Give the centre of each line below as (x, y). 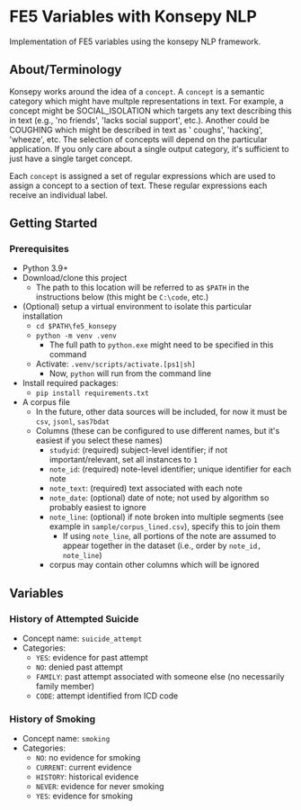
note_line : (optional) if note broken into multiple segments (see (167, 517)
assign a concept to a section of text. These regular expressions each (138, 185)
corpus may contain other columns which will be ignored (154, 565)
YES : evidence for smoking (84, 796)
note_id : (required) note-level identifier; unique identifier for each (170, 469)
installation (42, 316)
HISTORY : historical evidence (87, 777)
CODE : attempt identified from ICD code (107, 696)
